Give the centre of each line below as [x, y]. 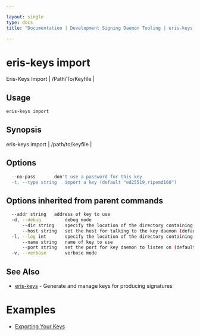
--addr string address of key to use [61, 215]
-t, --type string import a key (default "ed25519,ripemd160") [94, 182]
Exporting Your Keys [40, 326]
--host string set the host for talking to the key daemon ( [102, 231]
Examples [31, 310]
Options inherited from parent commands [85, 201]
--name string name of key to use [67, 242]
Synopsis [24, 130]
